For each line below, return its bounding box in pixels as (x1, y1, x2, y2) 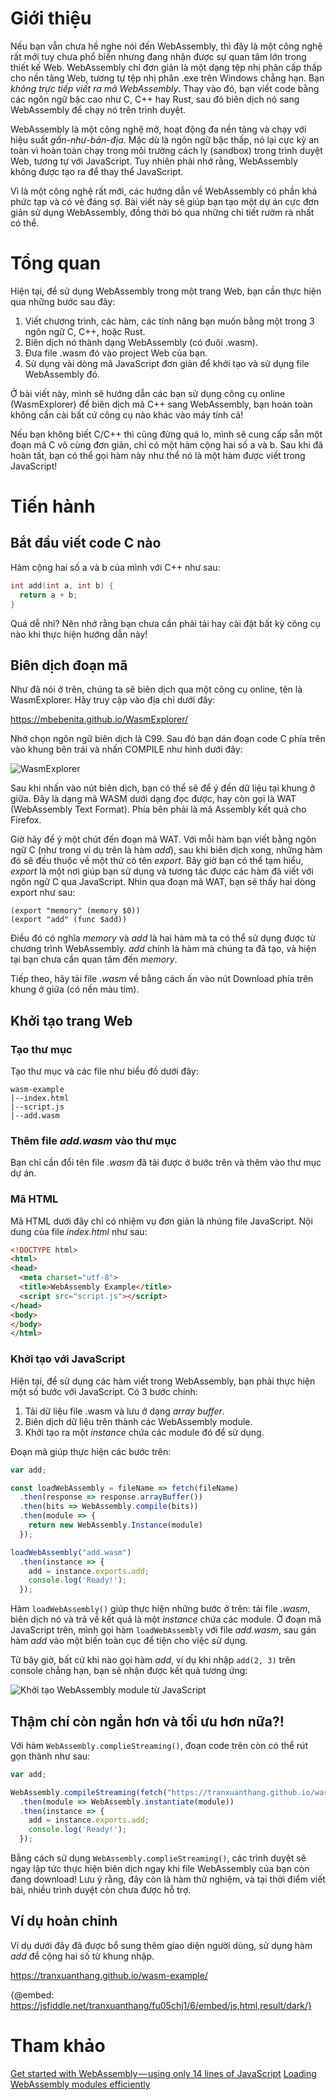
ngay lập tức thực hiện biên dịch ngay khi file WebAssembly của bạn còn (10, 1863, 310, 1875)
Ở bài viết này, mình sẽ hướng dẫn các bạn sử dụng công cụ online (10, 387, 286, 399)
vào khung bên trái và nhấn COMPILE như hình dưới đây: (10, 743, 243, 756)
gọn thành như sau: (10, 1750, 91, 1762)
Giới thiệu (10, 7, 92, 30)
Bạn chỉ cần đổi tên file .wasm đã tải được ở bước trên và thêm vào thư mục (10, 1157, 322, 1169)
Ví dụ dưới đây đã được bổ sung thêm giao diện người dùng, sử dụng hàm (10, 1939, 313, 1951)
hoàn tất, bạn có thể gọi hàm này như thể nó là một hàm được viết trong (10, 449, 306, 461)
